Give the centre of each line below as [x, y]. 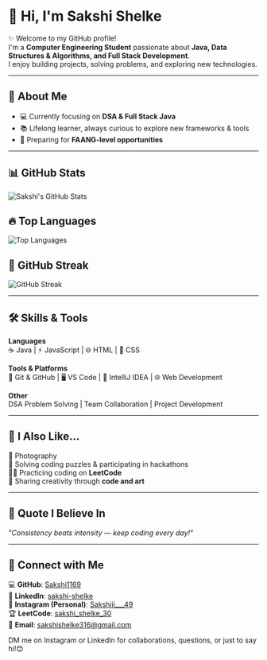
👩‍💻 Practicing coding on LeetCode [65, 472]
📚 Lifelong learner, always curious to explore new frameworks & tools [134, 128]
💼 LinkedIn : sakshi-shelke [51, 596]
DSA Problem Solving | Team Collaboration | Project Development [116, 404]
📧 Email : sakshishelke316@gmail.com [70, 625]
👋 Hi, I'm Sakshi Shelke [85, 16]
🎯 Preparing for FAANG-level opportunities [91, 139]
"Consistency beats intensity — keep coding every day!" [101, 533]
